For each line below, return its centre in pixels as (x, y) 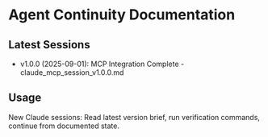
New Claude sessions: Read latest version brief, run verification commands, (134, 117)
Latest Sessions (49, 45)
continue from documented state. (64, 126)
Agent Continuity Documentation (122, 15)
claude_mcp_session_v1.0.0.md (72, 73)
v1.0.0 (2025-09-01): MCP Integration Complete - (102, 64)
